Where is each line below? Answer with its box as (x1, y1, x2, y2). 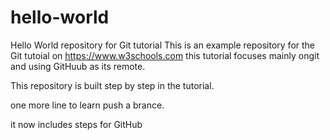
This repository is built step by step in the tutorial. (10, 79, 215, 91)
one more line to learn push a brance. (10, 99, 165, 111)
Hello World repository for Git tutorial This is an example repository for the (10, 39, 316, 51)
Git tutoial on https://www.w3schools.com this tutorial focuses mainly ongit (10, 49, 320, 61)
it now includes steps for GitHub (10, 118, 143, 130)
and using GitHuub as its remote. (10, 60, 146, 72)
